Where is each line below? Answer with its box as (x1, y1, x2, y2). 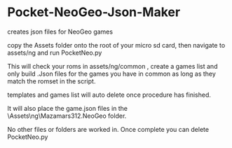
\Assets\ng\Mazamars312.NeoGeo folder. (7, 112, 127, 120)
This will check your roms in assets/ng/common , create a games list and (7, 62, 218, 70)
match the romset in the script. (7, 76, 96, 85)
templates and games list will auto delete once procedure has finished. (7, 90, 212, 99)
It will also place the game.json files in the (7, 104, 128, 112)
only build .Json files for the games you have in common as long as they (7, 69, 216, 78)
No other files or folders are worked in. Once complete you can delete (7, 125, 209, 133)
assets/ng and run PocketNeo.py (7, 48, 102, 57)
